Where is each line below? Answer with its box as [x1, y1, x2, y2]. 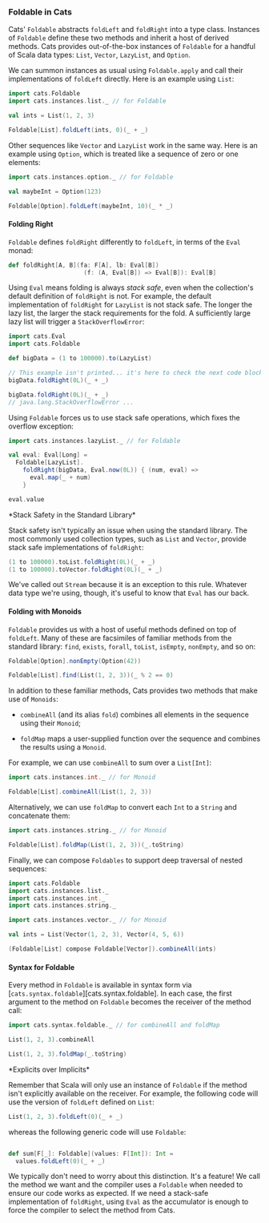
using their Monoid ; [19, 718, 82, 728]
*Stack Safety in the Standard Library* [8, 509, 136, 519]
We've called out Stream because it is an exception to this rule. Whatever [8, 580, 247, 589]
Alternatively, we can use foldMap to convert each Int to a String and [8, 803, 238, 812]
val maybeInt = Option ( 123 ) [8, 187, 102, 195]
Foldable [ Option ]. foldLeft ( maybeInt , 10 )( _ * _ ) [8, 202, 174, 210]
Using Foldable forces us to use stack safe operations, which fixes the [8, 412, 240, 422]
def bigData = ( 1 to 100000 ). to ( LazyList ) [8, 355, 152, 363]
